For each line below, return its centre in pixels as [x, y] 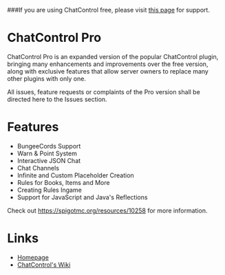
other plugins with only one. [46, 78]
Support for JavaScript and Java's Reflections [82, 197]
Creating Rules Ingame [50, 190]
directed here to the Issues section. [57, 99]
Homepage [33, 257]
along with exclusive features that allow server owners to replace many [108, 71]
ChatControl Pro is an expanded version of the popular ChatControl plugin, [113, 56]
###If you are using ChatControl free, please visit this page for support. [108, 10]
